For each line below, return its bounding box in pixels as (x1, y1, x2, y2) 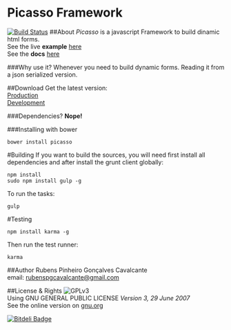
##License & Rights (7, 287, 63, 295)
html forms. (7, 35, 40, 43)
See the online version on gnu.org (7, 301, 103, 309)
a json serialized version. (7, 70, 78, 79)
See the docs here (7, 50, 60, 58)
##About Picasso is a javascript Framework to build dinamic (49, 28, 220, 36)
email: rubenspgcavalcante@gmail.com (7, 273, 119, 281)
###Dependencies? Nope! (7, 112, 83, 120)
